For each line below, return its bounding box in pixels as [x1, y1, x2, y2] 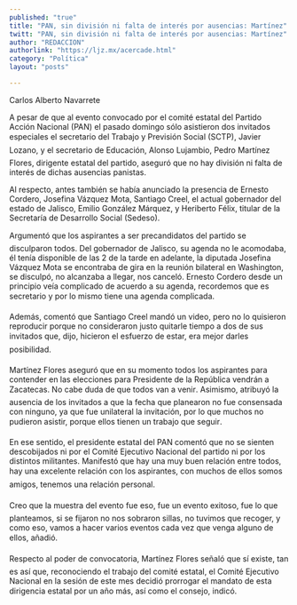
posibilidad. [9, 344, 51, 354]
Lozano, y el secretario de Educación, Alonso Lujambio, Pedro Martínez [9, 144, 270, 155]
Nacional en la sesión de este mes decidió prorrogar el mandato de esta [9, 575, 272, 586]
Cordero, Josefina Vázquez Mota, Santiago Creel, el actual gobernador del [9, 193, 282, 204]
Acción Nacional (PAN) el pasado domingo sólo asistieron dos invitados [9, 121, 270, 131]
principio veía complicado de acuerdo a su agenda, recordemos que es [9, 281, 270, 291]
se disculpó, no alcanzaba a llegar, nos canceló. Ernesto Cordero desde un [9, 271, 284, 282]
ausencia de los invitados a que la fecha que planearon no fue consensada [9, 396, 283, 407]
